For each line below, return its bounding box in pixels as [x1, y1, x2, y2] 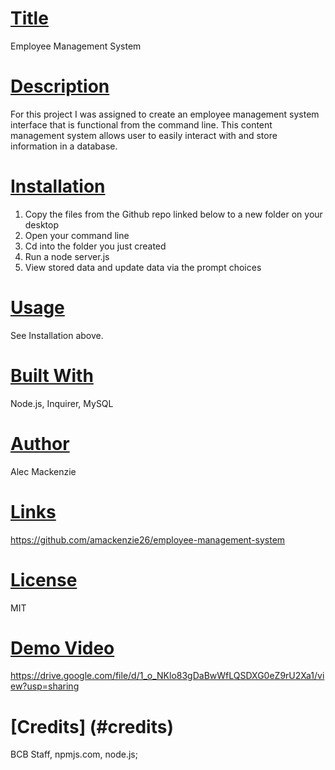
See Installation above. [10, 329, 104, 341]
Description [10, 75, 110, 98]
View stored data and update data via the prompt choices [24, 261, 262, 273]
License [10, 568, 78, 591]
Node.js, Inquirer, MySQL [10, 397, 114, 409]
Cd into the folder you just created [24, 240, 167, 252]
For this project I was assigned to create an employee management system [10, 108, 320, 120]
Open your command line [24, 229, 130, 241]
